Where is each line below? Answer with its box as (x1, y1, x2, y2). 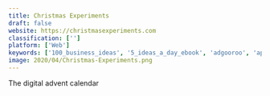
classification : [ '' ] (8, 34, 81, 42)
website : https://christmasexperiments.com (8, 26, 157, 34)
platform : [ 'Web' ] (8, 42, 70, 50)
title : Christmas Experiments (8, 11, 110, 20)
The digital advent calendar (8, 78, 99, 88)
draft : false (8, 19, 52, 27)
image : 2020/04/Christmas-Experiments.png (8, 57, 153, 65)
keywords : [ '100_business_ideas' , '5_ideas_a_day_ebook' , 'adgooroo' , (8, 49, 250, 57)
